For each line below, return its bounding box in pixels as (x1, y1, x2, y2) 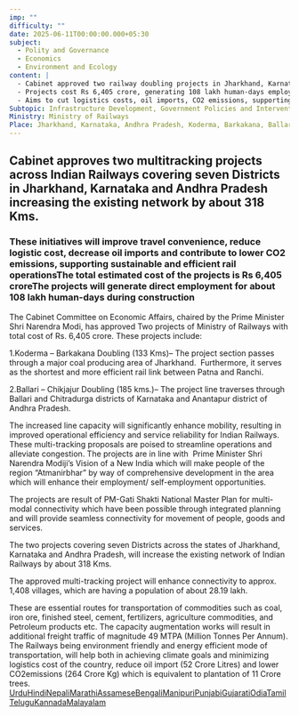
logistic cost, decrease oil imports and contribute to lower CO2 (9, 246, 287, 259)
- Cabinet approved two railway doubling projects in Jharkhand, (17, 79, 265, 88)
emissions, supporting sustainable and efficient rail (9, 258, 237, 270)
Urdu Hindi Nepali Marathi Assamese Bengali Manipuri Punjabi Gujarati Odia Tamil (9, 687, 287, 698)
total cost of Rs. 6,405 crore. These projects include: (9, 330, 203, 341)
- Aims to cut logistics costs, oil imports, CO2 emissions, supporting (17, 95, 293, 105)
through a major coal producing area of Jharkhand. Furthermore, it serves (9, 357, 282, 367)
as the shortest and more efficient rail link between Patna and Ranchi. (9, 366, 264, 377)
